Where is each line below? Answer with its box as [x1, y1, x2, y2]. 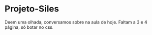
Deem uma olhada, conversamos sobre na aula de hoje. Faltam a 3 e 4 [4, 19, 148, 25]
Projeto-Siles [4, 3, 60, 14]
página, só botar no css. [4, 24, 54, 30]
